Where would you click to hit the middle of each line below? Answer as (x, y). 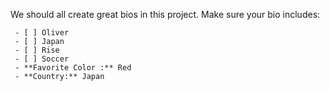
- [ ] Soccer (42, 59)
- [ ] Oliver (42, 33)
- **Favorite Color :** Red (73, 68)
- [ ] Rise (37, 50)
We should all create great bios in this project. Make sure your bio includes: (165, 14)
